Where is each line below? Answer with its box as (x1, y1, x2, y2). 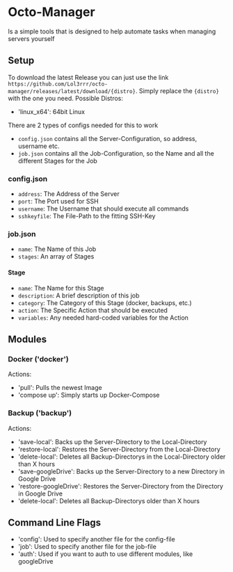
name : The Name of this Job (17, 245, 97, 254)
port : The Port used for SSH (17, 197, 99, 206)
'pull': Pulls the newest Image (17, 384, 103, 392)
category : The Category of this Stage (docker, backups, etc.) (17, 298, 192, 307)
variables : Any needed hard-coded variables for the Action (17, 313, 188, 322)
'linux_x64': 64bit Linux (17, 107, 86, 115)
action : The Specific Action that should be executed (17, 306, 168, 314)
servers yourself (8, 34, 55, 42)
